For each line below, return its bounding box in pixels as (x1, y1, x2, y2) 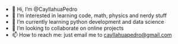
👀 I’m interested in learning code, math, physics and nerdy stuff (11, 12, 167, 19)
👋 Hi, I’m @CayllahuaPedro (11, 6, 78, 12)
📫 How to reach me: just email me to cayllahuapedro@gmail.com (11, 32, 172, 38)
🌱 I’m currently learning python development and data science (11, 18, 164, 25)
